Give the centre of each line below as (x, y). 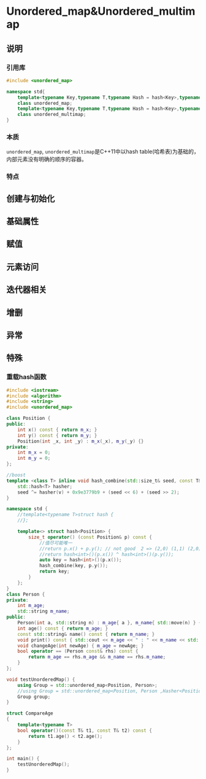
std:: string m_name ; (44, 611)
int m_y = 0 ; (34, 459)
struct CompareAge (30, 713)
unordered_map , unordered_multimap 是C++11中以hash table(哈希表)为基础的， (103, 152)
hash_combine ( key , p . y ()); (74, 566)
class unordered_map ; (45, 103)
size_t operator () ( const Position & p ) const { (90, 537)
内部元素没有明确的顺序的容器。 (47, 159)
